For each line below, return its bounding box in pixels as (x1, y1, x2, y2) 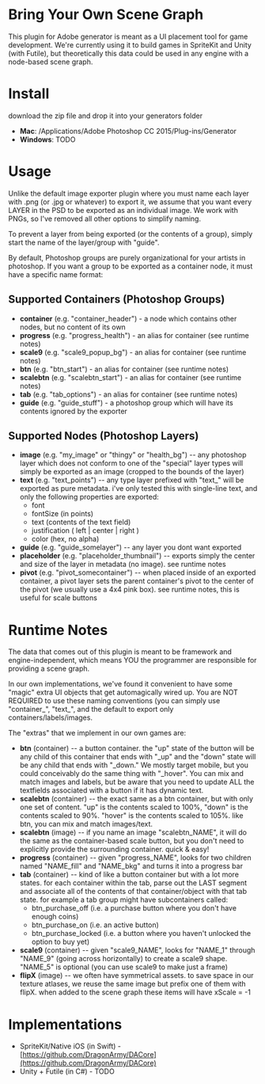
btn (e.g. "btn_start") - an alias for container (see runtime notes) (19, 364, 229, 374)
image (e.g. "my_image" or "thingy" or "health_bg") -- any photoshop (19, 450, 247, 460)
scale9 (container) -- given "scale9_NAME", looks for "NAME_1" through (19, 945, 256, 955)
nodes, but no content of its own (19, 322, 127, 332)
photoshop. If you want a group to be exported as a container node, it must (8, 261, 253, 271)
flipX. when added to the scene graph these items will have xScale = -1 (19, 987, 252, 997)
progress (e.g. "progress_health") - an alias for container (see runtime (19, 330, 249, 340)
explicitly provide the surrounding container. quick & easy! (19, 845, 210, 854)
